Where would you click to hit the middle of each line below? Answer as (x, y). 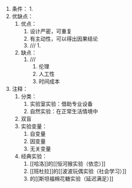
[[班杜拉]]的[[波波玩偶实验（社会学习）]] (78, 171)
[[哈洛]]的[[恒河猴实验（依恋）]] (67, 164)
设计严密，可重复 (51, 31)
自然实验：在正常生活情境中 (64, 111)
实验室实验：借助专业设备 (61, 104)
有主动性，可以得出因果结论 (64, 39)
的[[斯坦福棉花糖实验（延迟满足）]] (71, 179)
